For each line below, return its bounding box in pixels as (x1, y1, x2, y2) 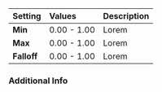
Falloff (12, 50, 38, 62)
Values (48, 11, 77, 21)
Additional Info (8, 75, 68, 86)
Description (103, 11, 150, 21)
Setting (12, 11, 42, 21)
